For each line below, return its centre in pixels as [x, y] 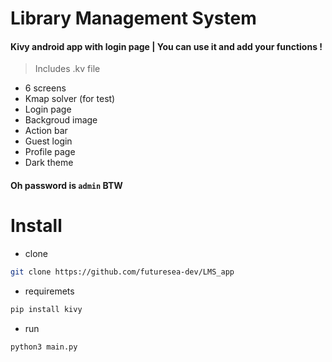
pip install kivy [46, 309]
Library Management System [133, 18]
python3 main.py [44, 347]
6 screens [45, 88]
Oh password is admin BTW [66, 185]
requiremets [49, 291]
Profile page [50, 152]
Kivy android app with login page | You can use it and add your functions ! [166, 46]
